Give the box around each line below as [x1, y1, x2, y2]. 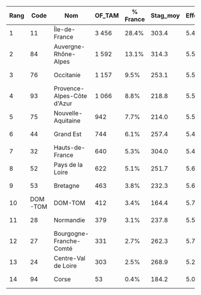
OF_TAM [95, 11, 119, 20]
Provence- [53, 84, 85, 92]
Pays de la [53, 161, 83, 169]
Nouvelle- [53, 109, 83, 117]
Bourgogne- [53, 230, 89, 238]
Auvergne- [53, 42, 86, 50]
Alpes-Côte [53, 92, 87, 100]
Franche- [53, 237, 81, 245]
